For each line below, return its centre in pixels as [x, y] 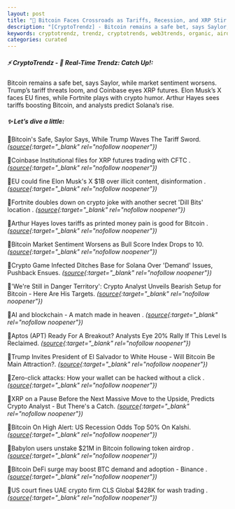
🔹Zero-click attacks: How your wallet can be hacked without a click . [106, 378]
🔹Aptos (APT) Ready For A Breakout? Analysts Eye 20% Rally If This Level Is [117, 336]
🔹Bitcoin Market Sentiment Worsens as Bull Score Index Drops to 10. [106, 244]
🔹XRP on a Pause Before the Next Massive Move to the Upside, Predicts [111, 399]
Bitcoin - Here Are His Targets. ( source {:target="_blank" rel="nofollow [108, 294]
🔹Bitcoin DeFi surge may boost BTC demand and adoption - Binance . [107, 469]
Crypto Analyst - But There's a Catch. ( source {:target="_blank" [99, 406]
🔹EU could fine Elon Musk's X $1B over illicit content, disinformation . [107, 181]
